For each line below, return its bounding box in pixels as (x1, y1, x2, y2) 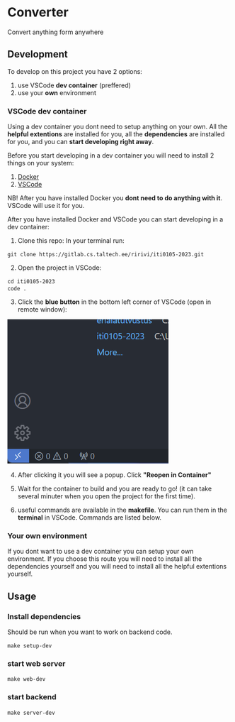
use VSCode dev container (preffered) (17, 81, 131, 89)
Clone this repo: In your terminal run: (17, 236, 125, 245)
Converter (7, 4, 69, 21)
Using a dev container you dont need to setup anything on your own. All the (7, 122, 228, 131)
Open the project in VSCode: (17, 263, 102, 272)
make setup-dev (7, 642, 52, 650)
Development (7, 48, 69, 60)
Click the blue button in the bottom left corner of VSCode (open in (17, 297, 211, 306)
